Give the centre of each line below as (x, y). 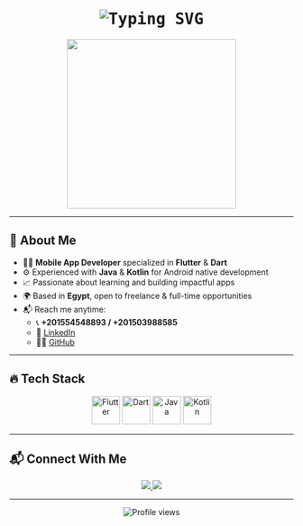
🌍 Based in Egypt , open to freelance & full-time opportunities (137, 296)
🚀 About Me (43, 241)
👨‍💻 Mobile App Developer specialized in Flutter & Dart (125, 262)
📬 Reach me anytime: (64, 309)
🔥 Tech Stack (47, 379)
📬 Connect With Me (68, 459)
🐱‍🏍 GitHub (55, 342)
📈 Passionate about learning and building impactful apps (129, 282)
